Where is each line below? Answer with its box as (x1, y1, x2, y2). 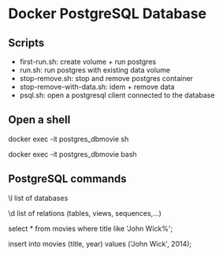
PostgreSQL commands (8, 173, 128, 186)
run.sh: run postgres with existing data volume (19, 65, 171, 75)
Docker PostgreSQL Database (8, 5, 207, 23)
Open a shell (8, 113, 71, 127)
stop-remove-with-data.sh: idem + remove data (19, 82, 175, 91)
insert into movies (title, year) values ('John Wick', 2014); (8, 239, 192, 248)
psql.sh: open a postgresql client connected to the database (19, 91, 215, 99)
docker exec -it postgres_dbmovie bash (8, 149, 137, 158)
